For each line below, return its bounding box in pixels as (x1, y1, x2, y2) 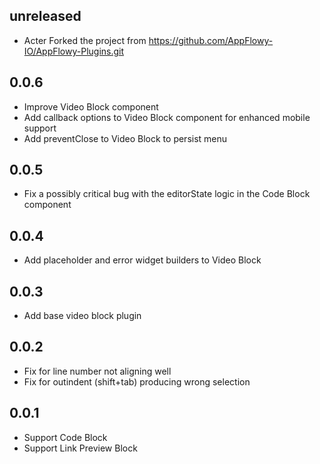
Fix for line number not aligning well (23, 365, 172, 377)
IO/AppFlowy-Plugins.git (23, 45, 125, 57)
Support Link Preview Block (23, 442, 138, 454)
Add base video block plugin (23, 310, 142, 322)
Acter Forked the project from (23, 34, 147, 46)
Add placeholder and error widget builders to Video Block (23, 254, 262, 266)
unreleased (9, 8, 82, 25)
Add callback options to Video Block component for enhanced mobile (23, 111, 311, 123)
